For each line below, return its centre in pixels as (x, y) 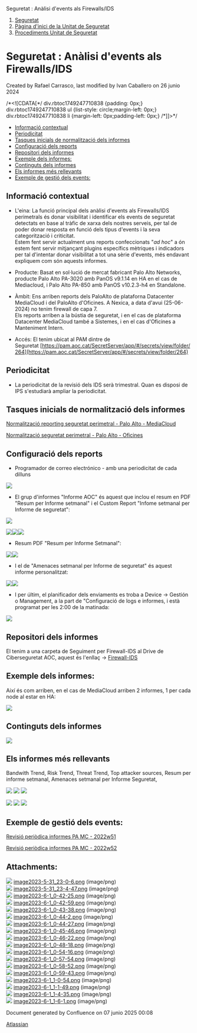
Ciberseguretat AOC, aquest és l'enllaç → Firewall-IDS (72, 657)
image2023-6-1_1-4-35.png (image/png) (63, 995)
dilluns (23, 474)
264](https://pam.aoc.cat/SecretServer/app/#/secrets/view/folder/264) (101, 352)
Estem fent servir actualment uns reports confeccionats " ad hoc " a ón (100, 242)
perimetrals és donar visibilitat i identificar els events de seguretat (95, 217)
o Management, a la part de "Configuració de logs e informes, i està (97, 601)
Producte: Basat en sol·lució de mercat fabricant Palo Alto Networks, (98, 272)
